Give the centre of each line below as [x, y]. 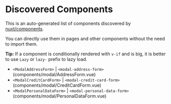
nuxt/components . [25, 28]
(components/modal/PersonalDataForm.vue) [59, 96]
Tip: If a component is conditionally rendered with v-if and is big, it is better [86, 54]
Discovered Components [59, 9]
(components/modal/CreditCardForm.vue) [57, 85]
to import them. [21, 44]
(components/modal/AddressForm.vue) [54, 74]
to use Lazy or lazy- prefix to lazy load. [46, 59]
